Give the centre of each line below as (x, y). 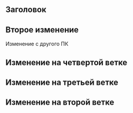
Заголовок (26, 10)
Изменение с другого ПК (37, 44)
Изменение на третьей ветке (62, 82)
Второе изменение (42, 30)
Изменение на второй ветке (60, 102)
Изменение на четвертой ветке (66, 62)
